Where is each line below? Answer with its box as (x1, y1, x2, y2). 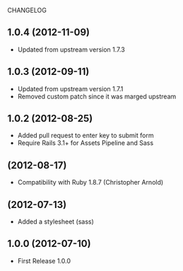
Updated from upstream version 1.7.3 (17, 45, 125, 54)
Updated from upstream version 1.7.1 (17, 84, 124, 93)
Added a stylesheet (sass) (17, 217, 94, 226)
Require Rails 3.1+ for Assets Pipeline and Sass (17, 139, 154, 147)
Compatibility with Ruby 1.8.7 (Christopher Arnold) (17, 178, 164, 187)
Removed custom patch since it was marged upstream (17, 92, 177, 100)
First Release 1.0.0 (17, 256, 71, 265)
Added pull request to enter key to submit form (17, 131, 154, 140)
